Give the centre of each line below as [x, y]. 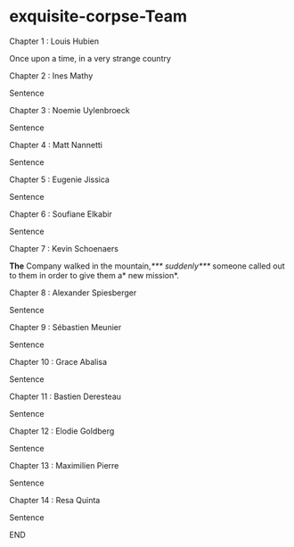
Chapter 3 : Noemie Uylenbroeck [70, 110]
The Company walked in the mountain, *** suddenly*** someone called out [147, 266]
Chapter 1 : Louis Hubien [54, 41]
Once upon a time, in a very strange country [90, 58]
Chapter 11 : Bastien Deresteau [65, 396]
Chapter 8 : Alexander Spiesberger [73, 293]
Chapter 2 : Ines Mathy [51, 75]
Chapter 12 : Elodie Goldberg [62, 431]
